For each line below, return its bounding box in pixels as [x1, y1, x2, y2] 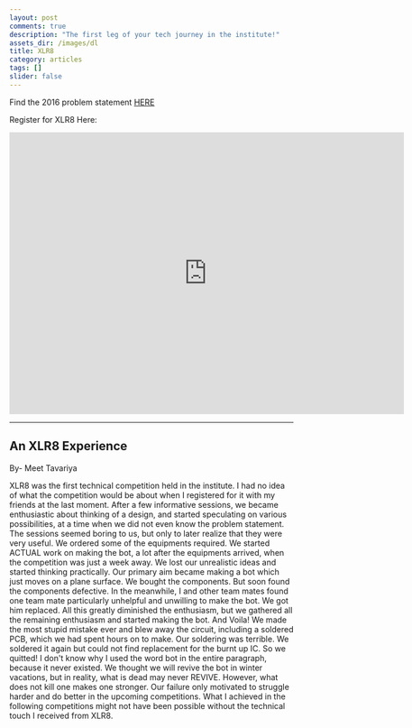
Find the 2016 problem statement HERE [9, 97, 155, 107]
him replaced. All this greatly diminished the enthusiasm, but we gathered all [9, 604, 293, 615]
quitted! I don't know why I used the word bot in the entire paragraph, [9, 652, 268, 663]
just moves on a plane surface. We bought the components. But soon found [9, 576, 290, 586]
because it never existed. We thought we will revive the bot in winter [9, 662, 263, 673]
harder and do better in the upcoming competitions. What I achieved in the [9, 691, 286, 702]
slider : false [9, 72, 63, 81]
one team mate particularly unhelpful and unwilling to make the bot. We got [9, 594, 288, 605]
